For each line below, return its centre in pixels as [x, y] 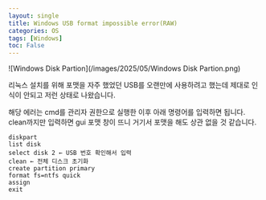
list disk [25, 145]
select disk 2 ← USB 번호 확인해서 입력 [70, 153]
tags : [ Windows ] [35, 38]
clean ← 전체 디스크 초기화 [49, 161]
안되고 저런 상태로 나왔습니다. [69, 95]
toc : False [27, 46]
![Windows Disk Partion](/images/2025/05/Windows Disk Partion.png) [125, 68]
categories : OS [34, 31]
